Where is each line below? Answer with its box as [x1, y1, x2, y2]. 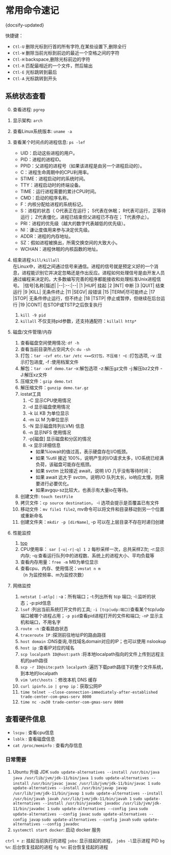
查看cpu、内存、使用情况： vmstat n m [20, 565, 101, 571]
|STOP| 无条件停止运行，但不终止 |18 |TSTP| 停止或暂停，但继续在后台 [12, 295, 161, 301]
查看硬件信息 [5, 715, 46, 723]
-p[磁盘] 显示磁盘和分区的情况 [28, 436, 91, 442]
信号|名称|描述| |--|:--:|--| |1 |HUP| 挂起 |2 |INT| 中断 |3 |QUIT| [25, 282, 155, 288]
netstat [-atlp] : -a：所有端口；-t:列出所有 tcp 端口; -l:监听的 [20, 593, 152, 600]
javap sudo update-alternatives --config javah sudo [29, 817, 141, 822]
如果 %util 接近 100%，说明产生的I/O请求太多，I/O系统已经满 [35, 455, 164, 461]
